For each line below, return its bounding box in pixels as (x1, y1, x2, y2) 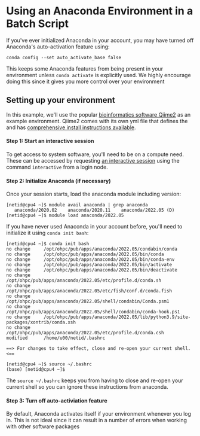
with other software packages (6, 423, 80, 430)
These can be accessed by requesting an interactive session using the (6, 157, 180, 164)
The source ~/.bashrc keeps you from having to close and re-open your (6, 377, 183, 384)
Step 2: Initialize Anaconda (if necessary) (6, 177, 112, 184)
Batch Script (6, 17, 69, 31)
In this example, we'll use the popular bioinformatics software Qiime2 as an (6, 111, 191, 118)
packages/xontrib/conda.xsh (6, 319, 76, 325)
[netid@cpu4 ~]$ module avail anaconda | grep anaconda (6, 202, 148, 208)
